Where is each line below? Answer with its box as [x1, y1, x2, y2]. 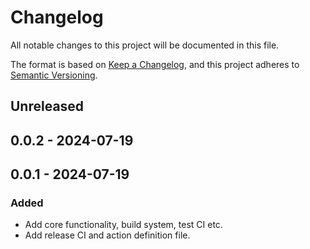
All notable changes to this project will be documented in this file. [10, 39, 280, 51]
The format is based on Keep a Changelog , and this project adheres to [10, 58, 300, 70]
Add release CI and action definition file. [24, 229, 191, 241]
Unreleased [10, 98, 85, 115]
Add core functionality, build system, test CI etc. [24, 219, 223, 231]
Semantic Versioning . [10, 69, 98, 81]
